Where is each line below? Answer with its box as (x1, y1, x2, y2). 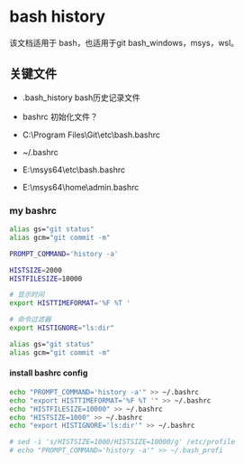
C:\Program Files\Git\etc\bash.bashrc (22, 129, 160, 140)
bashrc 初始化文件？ (22, 111, 99, 122)
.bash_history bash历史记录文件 (22, 92, 141, 103)
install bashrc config (9, 367, 88, 378)
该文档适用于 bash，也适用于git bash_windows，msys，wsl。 (9, 37, 239, 48)
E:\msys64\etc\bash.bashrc (22, 164, 126, 175)
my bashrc (9, 204, 57, 217)
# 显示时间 (9, 291, 45, 300)
